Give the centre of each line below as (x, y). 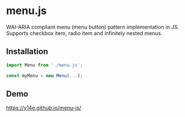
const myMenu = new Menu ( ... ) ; (44, 75)
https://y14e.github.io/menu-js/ (44, 108)
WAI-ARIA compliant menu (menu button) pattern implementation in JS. (93, 27)
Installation (27, 52)
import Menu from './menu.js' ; (44, 65)
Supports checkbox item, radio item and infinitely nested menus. (85, 33)
